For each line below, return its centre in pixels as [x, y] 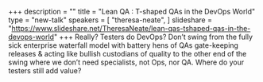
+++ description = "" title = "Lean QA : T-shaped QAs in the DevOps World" [132, 12]
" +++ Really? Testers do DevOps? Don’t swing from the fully [153, 37]
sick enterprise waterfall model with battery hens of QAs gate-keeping [123, 45]
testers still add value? [45, 70]
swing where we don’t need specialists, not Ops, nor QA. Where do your [126, 62]
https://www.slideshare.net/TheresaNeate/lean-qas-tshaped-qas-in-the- [131, 28]
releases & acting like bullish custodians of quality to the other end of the [128, 54]
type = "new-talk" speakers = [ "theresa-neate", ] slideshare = [110, 20]
